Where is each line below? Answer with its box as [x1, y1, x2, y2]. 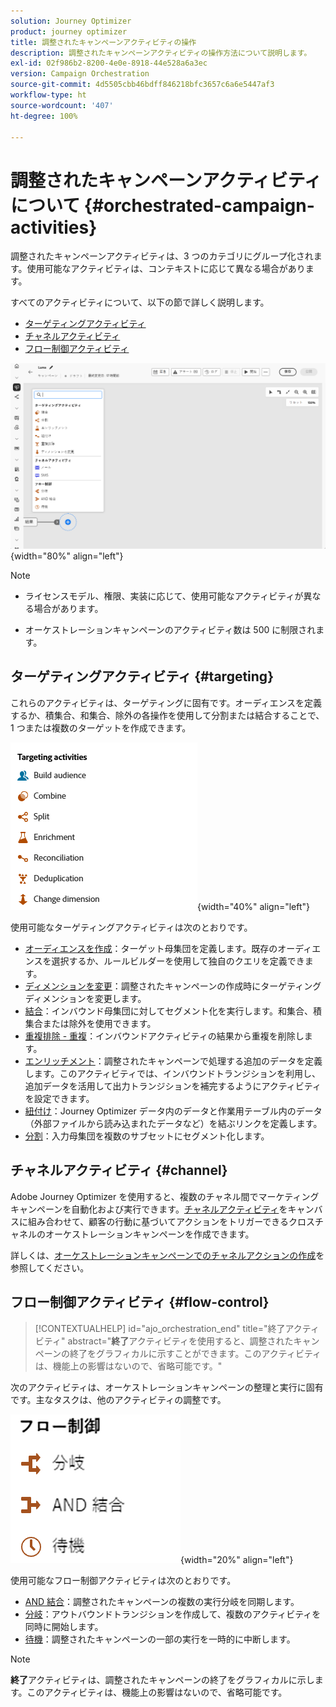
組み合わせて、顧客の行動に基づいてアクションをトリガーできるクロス [27, 1215, 316, 1227]
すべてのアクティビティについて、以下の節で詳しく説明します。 [10, 296, 270, 309]
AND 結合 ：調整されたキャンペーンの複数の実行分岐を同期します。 [24, 1595, 300, 1607]
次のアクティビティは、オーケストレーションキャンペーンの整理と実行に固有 [10, 1381, 324, 1393]
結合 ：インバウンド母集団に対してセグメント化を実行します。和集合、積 [24, 1005, 322, 1017]
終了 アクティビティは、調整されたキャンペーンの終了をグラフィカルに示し [10, 1673, 315, 1685]
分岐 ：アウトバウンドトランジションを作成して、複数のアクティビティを [24, 1608, 322, 1620]
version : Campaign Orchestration [10, 69, 150, 79]
